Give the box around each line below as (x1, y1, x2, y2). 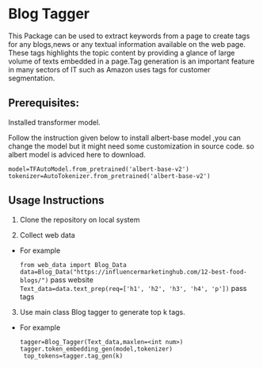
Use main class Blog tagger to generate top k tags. (19, 307, 186, 316)
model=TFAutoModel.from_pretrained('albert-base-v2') (8, 165, 190, 173)
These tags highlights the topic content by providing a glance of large (8, 48, 235, 57)
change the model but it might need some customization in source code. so (8, 141, 255, 151)
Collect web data (19, 230, 75, 239)
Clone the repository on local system (19, 215, 140, 224)
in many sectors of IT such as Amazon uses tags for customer (8, 64, 211, 74)
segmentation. (8, 73, 55, 83)
